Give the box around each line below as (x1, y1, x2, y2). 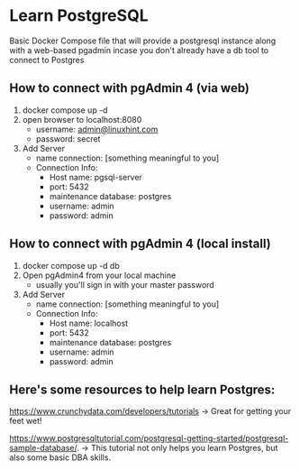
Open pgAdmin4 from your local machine (22, 270, 177, 281)
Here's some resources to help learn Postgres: (9, 382, 276, 397)
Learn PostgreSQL (9, 5, 149, 26)
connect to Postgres (9, 54, 85, 65)
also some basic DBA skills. (9, 452, 111, 463)
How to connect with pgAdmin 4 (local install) (9, 236, 272, 252)
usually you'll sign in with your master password (35, 279, 214, 290)
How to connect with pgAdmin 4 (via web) (9, 80, 250, 96)
